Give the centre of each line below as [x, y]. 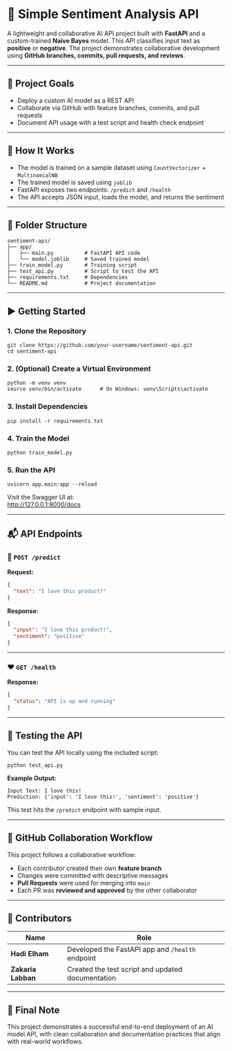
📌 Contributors [40, 918]
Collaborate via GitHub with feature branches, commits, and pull [108, 107]
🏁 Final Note [33, 1010]
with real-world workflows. [46, 1041]
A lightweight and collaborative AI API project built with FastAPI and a [106, 33]
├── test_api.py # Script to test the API [83, 272]
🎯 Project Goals [41, 83]
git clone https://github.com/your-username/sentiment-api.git [100, 346]
